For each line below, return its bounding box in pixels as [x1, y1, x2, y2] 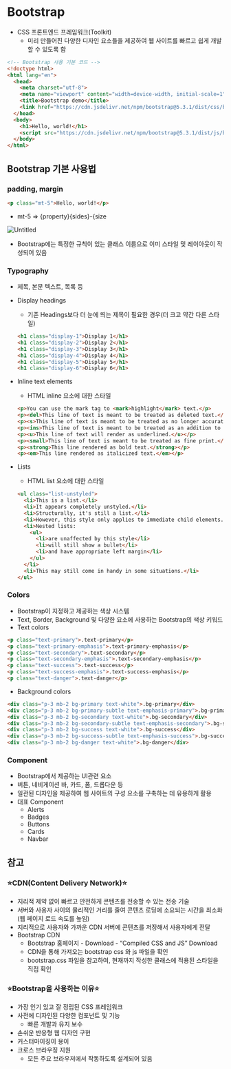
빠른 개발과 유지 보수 [27, 1020, 83, 1028]
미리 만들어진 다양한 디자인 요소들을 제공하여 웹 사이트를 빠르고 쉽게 [27, 36, 210, 45]
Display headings [16, 296, 67, 305]
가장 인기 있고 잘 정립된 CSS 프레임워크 [16, 1003, 123, 1011]
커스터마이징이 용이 [16, 1037, 69, 1046]
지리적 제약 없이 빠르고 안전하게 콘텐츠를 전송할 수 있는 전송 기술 [16, 897, 190, 906]
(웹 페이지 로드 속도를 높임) [16, 915, 90, 923]
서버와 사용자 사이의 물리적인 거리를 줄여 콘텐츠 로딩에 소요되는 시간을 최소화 [16, 906, 223, 914]
